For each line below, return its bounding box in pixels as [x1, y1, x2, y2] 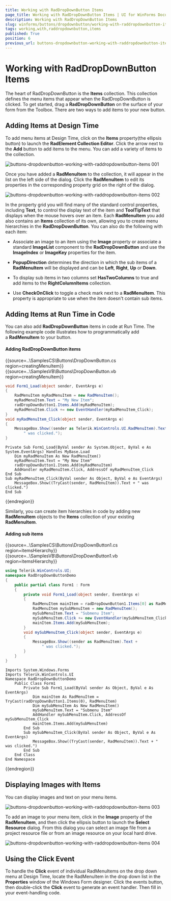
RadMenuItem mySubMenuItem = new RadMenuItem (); [32, 606, 138, 611]
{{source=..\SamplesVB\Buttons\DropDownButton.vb [5, 368, 117, 374]
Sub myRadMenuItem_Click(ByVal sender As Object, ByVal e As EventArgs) [5, 476, 163, 481]
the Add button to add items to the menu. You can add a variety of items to [5, 146, 162, 152]
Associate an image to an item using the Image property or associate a [12, 238, 161, 245]
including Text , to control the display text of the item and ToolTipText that [5, 207, 160, 213]
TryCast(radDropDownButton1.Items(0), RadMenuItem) [5, 699, 117, 704]
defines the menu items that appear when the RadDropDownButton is [5, 95, 151, 102]
